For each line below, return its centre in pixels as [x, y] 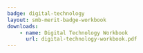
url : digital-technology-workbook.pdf [81, 39]
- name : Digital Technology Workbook [74, 33]
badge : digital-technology [46, 13]
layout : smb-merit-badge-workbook [57, 20]
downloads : [23, 26]
